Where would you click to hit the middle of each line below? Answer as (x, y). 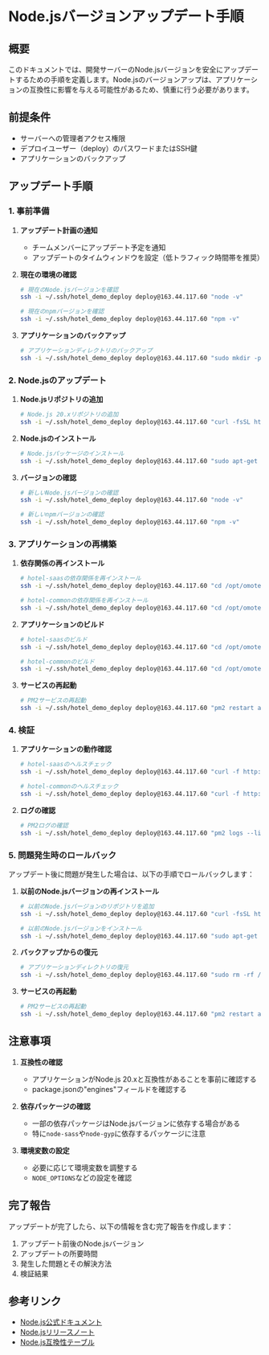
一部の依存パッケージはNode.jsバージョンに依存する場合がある (136, 1123)
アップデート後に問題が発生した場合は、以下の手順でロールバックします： (131, 874)
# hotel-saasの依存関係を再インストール (81, 579)
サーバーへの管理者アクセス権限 (73, 138)
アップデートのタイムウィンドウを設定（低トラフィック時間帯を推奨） (148, 257)
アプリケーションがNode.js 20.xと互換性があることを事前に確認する (144, 1079)
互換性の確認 (41, 1061)
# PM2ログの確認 (44, 825)
